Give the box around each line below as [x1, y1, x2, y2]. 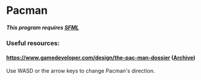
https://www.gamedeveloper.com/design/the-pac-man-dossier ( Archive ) [6, 54, 196, 61]
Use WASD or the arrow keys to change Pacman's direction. [6, 67, 155, 75]
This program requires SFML [6, 23, 79, 31]
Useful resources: [6, 39, 60, 48]
